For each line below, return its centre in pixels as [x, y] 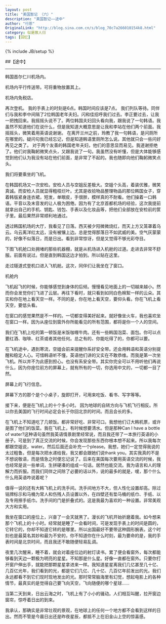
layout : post [19, 10]
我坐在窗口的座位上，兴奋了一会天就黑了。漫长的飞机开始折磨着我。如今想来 [83, 517]
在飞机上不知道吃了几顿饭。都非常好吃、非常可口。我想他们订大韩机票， [79, 422]
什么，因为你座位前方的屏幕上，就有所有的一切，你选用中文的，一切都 [77, 367]
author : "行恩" [20, 23]
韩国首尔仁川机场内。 [27, 77]
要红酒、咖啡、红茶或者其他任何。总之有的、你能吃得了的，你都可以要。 [79, 338]
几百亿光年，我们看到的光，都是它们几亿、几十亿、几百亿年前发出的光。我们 [83, 571]
